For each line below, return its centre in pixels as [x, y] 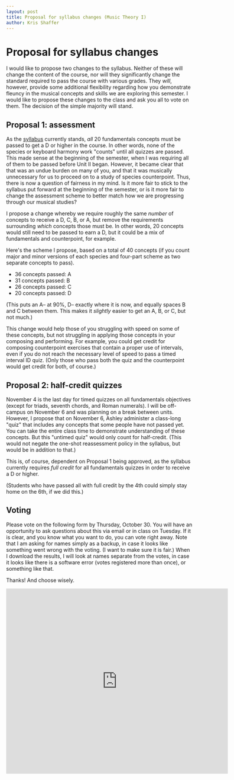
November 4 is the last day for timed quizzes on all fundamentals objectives [98, 399]
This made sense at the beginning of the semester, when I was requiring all [97, 158]
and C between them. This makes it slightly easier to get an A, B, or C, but [96, 311]
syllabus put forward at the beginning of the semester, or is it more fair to [95, 190]
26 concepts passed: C [43, 287]
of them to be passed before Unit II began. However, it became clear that [95, 164]
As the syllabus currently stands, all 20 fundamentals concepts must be [94, 139]
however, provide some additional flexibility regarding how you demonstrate [98, 87]
